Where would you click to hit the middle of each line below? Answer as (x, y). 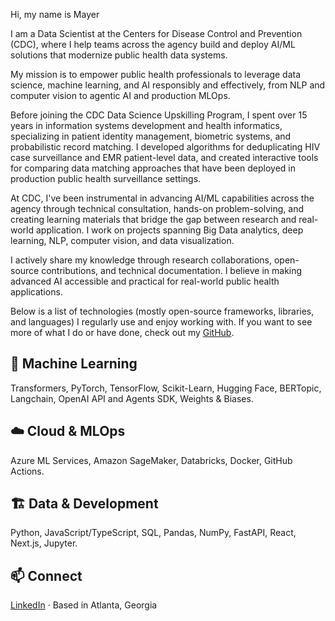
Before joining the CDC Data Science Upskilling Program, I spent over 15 (159, 115)
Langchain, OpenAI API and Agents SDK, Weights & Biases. (132, 398)
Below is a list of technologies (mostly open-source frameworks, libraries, (162, 311)
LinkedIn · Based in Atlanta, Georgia (84, 605)
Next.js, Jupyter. (44, 543)
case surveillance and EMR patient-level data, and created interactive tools (164, 157)
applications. (36, 292)
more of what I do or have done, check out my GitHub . (122, 332)
